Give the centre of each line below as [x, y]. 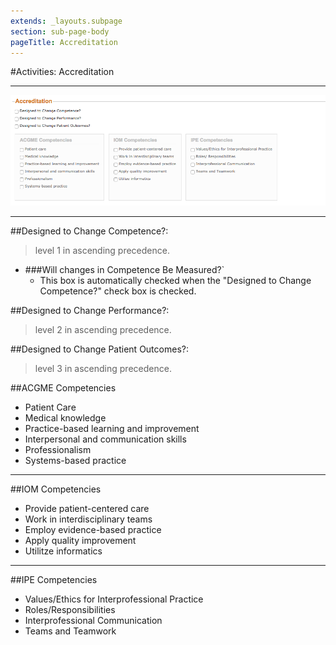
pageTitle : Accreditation [64, 42]
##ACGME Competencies [63, 387]
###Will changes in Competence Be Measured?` [124, 269]
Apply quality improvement [80, 540]
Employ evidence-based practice [93, 529]
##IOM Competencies [56, 489]
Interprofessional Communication [93, 620]
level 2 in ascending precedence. [103, 329]
